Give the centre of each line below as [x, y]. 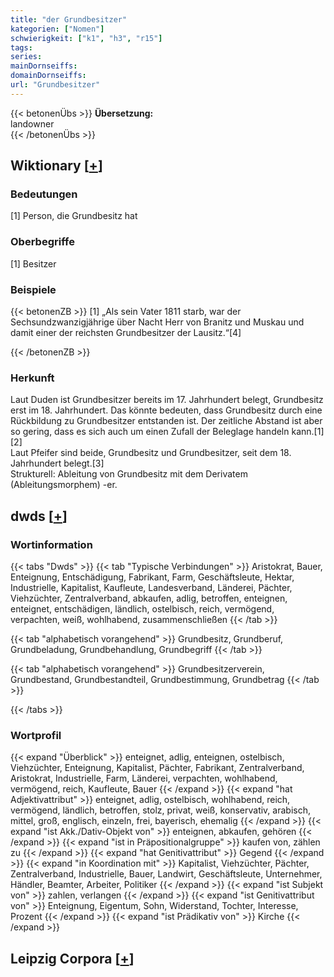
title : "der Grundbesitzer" [69, 19]
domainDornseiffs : [48, 76]
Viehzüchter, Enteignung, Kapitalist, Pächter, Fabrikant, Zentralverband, [157, 768]
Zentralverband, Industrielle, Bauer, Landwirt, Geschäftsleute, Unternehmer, [166, 874]
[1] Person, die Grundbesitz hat [74, 216]
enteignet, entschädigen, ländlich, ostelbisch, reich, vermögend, [142, 609]
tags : [21, 47]
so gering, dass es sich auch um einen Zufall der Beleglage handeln [150, 432]
